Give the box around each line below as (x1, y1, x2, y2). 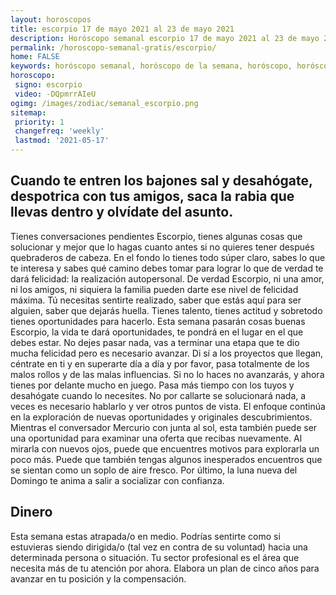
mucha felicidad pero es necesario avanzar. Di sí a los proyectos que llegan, (10, 347, 324, 359)
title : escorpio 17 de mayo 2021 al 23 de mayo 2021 (10, 24, 235, 34)
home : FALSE (10, 52, 60, 62)
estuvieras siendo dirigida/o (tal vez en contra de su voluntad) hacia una (10, 541, 308, 553)
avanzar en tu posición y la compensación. (10, 572, 187, 585)
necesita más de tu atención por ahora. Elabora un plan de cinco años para (10, 562, 320, 574)
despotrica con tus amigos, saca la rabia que (10, 188, 295, 205)
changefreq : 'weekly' (14, 126, 105, 136)
